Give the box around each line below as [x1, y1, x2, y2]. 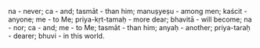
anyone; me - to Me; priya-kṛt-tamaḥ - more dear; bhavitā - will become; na [8, 15, 252, 24]
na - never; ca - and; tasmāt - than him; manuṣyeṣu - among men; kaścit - [8, 7, 248, 15]
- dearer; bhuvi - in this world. [8, 31, 105, 40]
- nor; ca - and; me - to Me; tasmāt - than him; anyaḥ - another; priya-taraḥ [8, 23, 251, 32]
